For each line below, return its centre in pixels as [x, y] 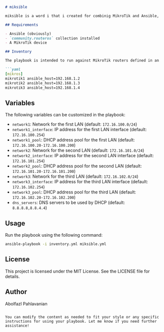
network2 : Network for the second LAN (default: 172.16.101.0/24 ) [78, 150]
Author [16, 292]
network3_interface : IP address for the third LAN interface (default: [80, 182]
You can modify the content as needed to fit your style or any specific [82, 317]
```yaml [13, 69]
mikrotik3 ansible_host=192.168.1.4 [42, 88]
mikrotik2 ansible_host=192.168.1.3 [42, 83]
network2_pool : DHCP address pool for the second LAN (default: [77, 166]
